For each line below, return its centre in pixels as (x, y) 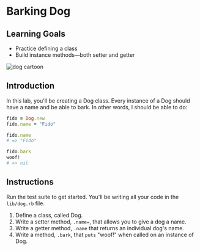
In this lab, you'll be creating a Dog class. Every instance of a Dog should (98, 100)
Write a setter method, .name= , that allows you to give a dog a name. (101, 222)
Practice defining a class (46, 48)
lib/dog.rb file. (25, 203)
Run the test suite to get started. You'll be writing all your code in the (93, 197)
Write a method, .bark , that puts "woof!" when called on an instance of (104, 235)
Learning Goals (36, 34)
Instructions (30, 182)
